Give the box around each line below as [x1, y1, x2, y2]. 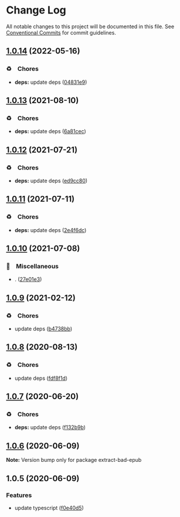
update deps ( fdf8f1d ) [14, 375, 68, 382]
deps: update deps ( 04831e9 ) [14, 79, 87, 86]
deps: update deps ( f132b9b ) [14, 424, 86, 431]
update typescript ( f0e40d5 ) [14, 504, 84, 511]
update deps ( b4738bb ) [14, 325, 73, 332]
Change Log [6, 4, 66, 17]
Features [6, 491, 32, 499]
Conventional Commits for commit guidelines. [6, 29, 116, 36]
